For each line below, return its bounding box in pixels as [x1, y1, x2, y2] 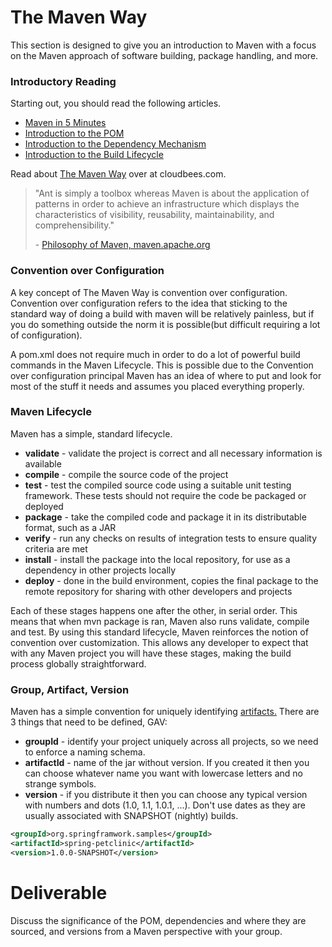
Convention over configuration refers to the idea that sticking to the [10, 297, 288, 309]
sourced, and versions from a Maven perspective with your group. [10, 925, 283, 937]
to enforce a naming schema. [24, 746, 146, 758]
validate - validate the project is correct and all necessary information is [24, 447, 323, 459]
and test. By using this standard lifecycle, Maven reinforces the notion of [10, 626, 309, 638]
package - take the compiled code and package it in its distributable [24, 511, 307, 523]
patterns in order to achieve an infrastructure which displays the [34, 198, 300, 210]
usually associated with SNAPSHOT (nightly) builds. [24, 810, 239, 822]
